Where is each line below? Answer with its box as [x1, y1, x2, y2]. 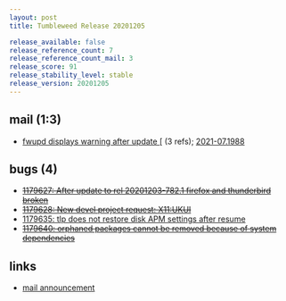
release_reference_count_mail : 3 [9, 54, 134, 63]
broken [21, 195, 49, 205]
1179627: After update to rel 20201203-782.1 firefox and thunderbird [21, 185, 272, 196]
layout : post [9, 13, 58, 22]
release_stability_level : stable [9, 71, 134, 80]
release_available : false [9, 38, 105, 46]
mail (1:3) [9, 113, 62, 128]
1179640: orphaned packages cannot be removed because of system [21, 223, 277, 234]
